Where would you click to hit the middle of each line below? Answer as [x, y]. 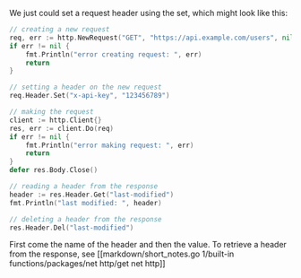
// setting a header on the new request [86, 87]
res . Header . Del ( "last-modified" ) [72, 228]
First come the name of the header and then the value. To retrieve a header [148, 245]
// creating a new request [60, 30]
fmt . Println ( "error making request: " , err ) [110, 145]
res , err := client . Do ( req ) [62, 128]
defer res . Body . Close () [54, 170]
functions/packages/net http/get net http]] [87, 264]
